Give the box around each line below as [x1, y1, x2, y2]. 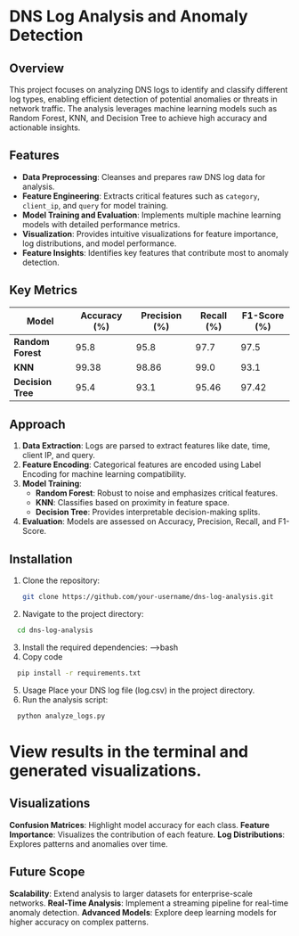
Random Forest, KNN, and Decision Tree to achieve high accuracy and [9, 113, 268, 123]
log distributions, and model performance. [21, 238, 177, 249]
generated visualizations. [9, 760, 202, 781]
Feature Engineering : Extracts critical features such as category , [21, 190, 261, 201]
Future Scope [9, 865, 85, 880]
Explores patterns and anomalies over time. [9, 838, 168, 849]
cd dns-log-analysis [17, 626, 93, 635]
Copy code [21, 652, 63, 661]
